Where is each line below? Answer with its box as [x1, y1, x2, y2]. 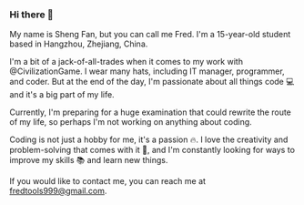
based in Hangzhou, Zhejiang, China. [9, 38, 148, 49]
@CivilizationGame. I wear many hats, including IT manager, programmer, [9, 66, 285, 77]
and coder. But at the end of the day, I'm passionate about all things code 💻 [9, 77, 295, 87]
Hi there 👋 [9, 8, 55, 21]
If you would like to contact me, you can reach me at [9, 176, 207, 187]
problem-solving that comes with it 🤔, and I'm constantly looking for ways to [9, 145, 296, 156]
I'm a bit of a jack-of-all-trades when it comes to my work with [9, 56, 244, 67]
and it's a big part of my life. [9, 89, 116, 100]
